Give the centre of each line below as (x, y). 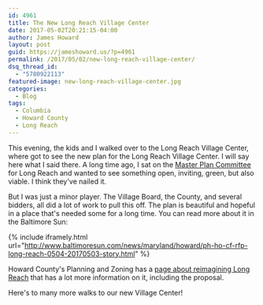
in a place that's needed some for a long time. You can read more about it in (131, 213)
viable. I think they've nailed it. (57, 181)
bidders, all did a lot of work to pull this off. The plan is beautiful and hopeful (132, 205)
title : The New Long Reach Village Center (79, 23)
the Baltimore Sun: (38, 221)
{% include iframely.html (48, 236)
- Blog (26, 96)
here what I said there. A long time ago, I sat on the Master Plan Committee (130, 164)
